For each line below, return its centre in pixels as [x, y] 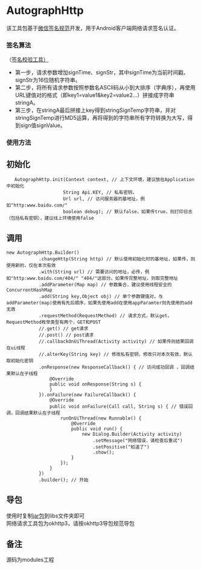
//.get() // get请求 [63, 328]
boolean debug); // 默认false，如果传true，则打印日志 [128, 212]
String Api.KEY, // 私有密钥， [100, 192]
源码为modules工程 [30, 560]
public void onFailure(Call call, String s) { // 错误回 [121, 406]
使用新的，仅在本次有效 [31, 265]
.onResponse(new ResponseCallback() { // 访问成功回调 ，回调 [114, 367]
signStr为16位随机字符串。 [48, 80]
